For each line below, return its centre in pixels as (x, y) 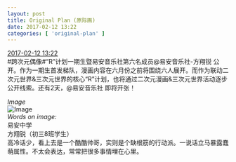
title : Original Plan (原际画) (52, 20)
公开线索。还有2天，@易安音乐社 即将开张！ (71, 88)
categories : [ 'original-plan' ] (56, 33)
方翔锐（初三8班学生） (40, 134)
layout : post (26, 14)
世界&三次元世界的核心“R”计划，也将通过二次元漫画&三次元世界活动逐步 (124, 79)
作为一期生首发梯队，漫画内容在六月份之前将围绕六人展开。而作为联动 (121, 70)
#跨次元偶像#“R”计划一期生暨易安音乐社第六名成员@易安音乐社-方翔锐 (110, 62)
